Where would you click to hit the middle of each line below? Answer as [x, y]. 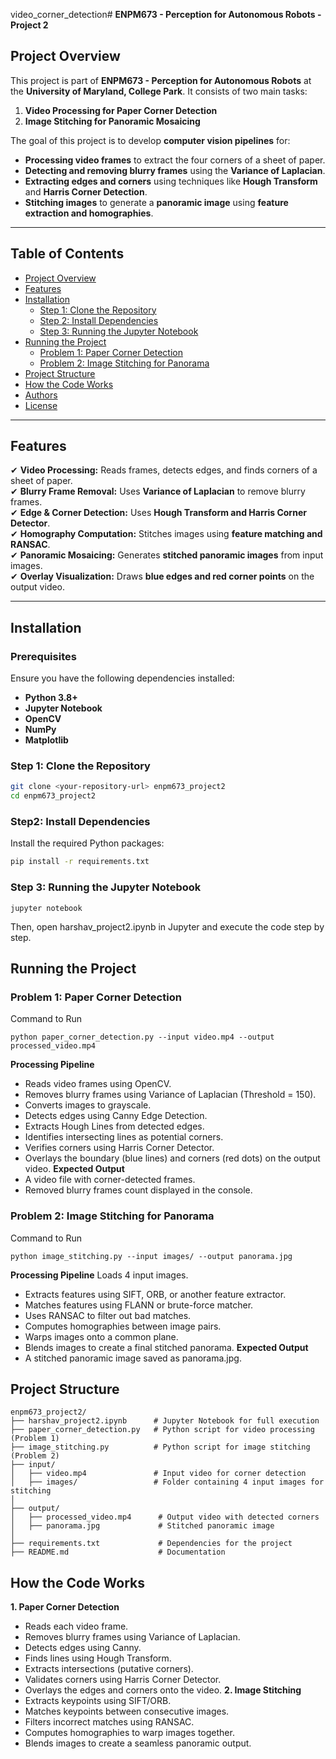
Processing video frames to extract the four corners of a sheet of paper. [175, 160]
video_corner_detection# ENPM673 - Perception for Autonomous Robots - [166, 14]
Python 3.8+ [51, 698]
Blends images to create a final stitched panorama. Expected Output [166, 1347]
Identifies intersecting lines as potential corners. [124, 1137]
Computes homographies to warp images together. [129, 1733]
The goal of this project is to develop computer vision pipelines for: [150, 140]
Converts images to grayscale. [88, 1105]
